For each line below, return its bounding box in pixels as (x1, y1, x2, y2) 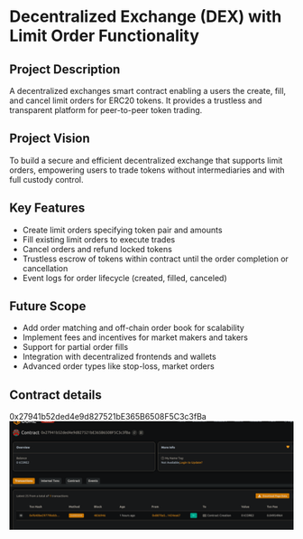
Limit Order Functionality (9, 25, 200, 46)
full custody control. (9, 174, 84, 184)
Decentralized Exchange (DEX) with (9, 6, 282, 27)
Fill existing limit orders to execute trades (22, 233, 176, 245)
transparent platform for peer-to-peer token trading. (9, 105, 203, 115)
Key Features (9, 201, 86, 216)
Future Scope (9, 298, 87, 314)
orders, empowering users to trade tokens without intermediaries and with (9, 165, 285, 175)
